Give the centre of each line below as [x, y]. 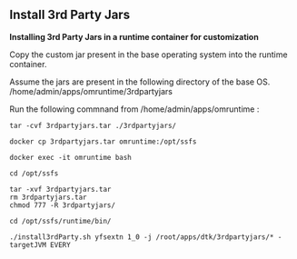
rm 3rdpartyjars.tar [49, 197]
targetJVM [28, 244]
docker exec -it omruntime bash [70, 157]
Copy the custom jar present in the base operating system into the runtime [148, 55]
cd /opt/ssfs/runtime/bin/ [60, 221]
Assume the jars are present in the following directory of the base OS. [140, 82]
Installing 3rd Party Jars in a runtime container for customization [134, 36]
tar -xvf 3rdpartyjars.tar [60, 189]
